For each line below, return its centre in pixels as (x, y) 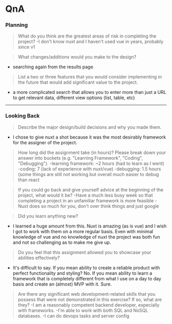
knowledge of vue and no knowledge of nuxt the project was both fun (86, 237)
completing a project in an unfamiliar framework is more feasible (86, 200)
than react (29, 180)
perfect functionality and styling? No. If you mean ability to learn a (82, 273)
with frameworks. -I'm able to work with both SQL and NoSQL (83, 310)
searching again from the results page (53, 67)
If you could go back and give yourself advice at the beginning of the (91, 189)
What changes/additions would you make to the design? (77, 57)
